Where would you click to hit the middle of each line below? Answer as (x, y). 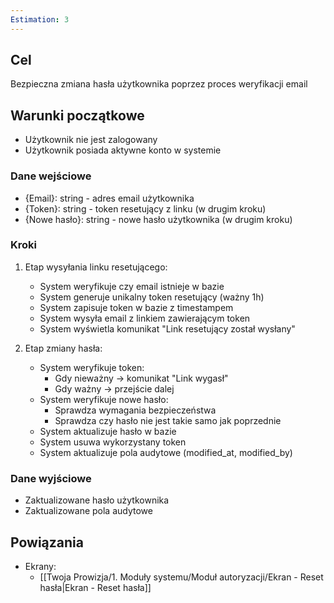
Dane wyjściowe (51, 478)
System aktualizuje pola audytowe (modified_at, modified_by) (166, 452)
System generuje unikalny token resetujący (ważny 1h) (152, 297)
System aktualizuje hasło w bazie (108, 431)
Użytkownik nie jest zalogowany (91, 140)
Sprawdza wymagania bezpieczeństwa (135, 410)
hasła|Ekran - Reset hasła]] (95, 587)
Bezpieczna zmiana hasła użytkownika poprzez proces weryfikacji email (159, 84)
